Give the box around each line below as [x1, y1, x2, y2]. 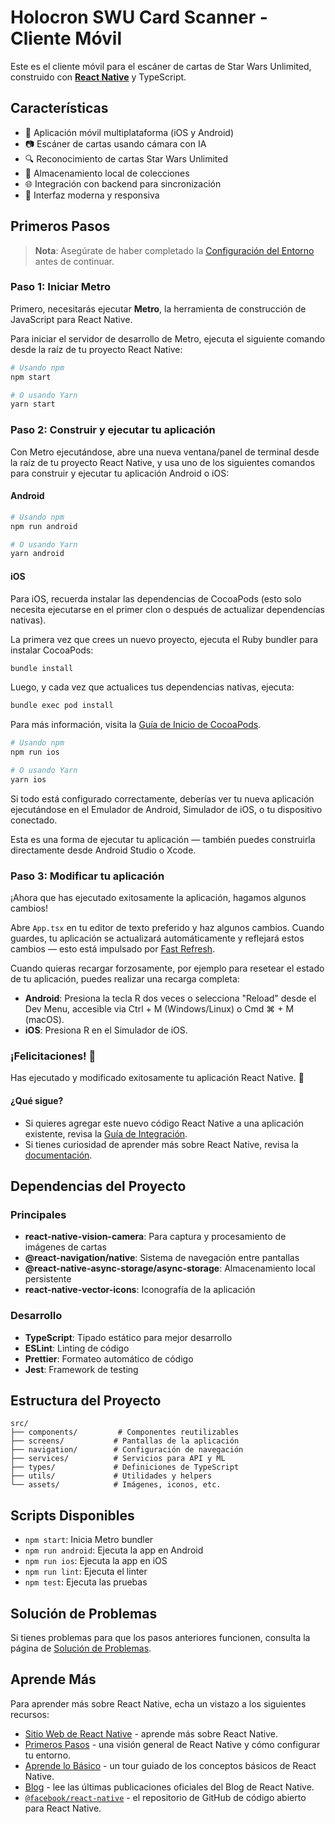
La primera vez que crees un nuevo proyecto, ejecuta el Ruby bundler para [10, 633, 319, 645]
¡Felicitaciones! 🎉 [10, 1049, 97, 1063]
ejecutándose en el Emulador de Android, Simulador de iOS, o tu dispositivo [10, 803, 323, 815]
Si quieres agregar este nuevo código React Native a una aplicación [24, 1117, 305, 1129]
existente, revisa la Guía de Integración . [24, 1127, 188, 1140]
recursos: [10, 1708, 50, 1720]
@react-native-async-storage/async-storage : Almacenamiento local [24, 1262, 316, 1275]
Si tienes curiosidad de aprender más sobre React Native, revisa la [24, 1138, 299, 1150]
